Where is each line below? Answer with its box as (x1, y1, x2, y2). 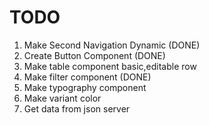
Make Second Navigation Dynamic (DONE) (23, 39, 201, 51)
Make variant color (23, 92, 102, 104)
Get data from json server (23, 102, 131, 115)
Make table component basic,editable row (23, 60, 197, 72)
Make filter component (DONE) (23, 71, 152, 83)
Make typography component (23, 81, 147, 93)
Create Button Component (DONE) (23, 49, 166, 61)
